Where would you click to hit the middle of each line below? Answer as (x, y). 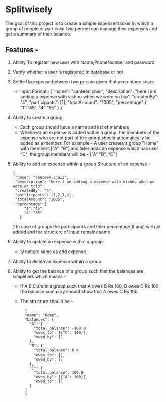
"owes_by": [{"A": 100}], (61, 377)
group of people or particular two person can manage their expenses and (81, 28)
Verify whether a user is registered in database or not (68, 72)
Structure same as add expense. (54, 252)
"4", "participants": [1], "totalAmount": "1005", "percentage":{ (83, 102)
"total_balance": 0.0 (56, 350)
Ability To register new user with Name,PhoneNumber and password (84, 62)
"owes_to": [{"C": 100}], (61, 333)
